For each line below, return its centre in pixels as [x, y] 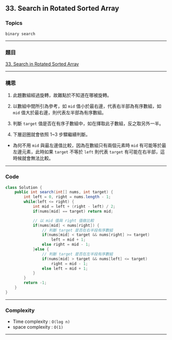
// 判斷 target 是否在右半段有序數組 [77, 230]
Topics [14, 23]
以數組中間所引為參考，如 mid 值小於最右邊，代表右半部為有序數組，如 [87, 106]
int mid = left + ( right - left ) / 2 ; [74, 207]
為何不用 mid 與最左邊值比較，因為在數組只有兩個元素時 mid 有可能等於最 [89, 146]
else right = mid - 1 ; [66, 245]
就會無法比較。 [38, 158]
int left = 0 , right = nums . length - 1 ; [67, 197]
